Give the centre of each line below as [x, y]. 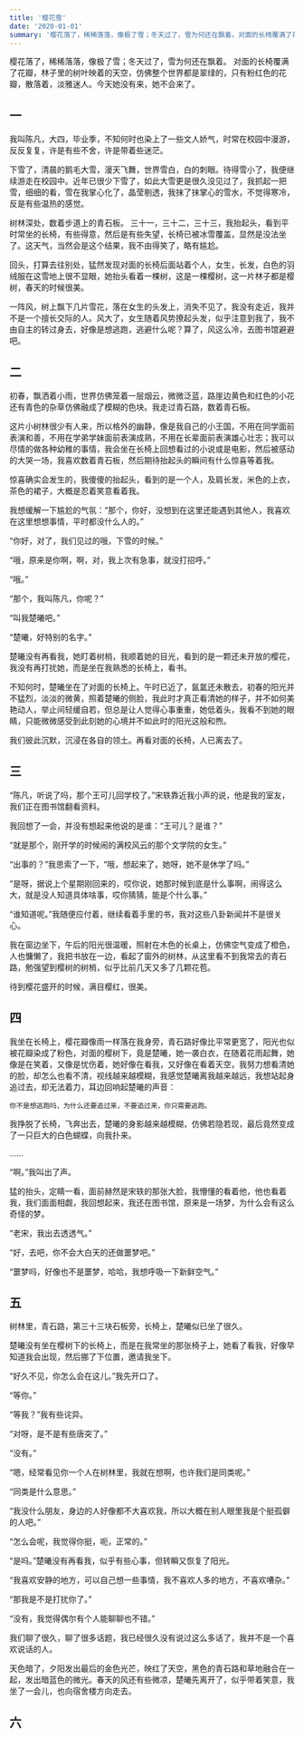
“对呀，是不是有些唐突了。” [59, 1434]
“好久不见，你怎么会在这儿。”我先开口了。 [86, 1376]
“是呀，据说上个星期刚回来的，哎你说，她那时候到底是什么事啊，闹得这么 [146, 883]
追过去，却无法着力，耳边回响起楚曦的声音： [93, 1087]
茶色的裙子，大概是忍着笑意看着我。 [77, 491]
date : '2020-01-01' [46, 26]
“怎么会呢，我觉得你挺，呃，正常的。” [78, 1541]
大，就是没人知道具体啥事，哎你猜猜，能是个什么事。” [109, 895]
